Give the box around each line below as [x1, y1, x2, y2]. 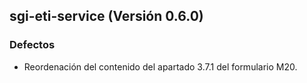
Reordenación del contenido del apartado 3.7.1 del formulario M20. [23, 60, 298, 73]
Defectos [9, 38, 56, 52]
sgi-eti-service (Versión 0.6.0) [9, 8, 204, 25]
